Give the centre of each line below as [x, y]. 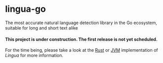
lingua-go [25, 9]
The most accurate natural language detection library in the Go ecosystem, [81, 23]
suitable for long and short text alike [42, 28]
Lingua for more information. [34, 56]
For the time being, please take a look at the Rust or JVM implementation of [82, 50]
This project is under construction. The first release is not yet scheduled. [81, 39]
